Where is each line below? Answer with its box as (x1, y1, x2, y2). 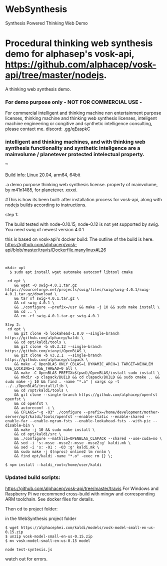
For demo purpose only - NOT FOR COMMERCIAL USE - (5, 99, 142, 106)
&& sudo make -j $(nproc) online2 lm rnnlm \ (14, 449, 111, 454)
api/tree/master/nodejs (5, 70, 104, 81)
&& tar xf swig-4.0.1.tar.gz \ (14, 296, 79, 301)
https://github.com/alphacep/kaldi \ (5, 335, 84, 341)
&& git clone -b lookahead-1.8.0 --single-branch (14, 331, 120, 336)
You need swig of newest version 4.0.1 (5, 227, 84, 233)
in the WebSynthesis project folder (5, 515, 76, 521)
